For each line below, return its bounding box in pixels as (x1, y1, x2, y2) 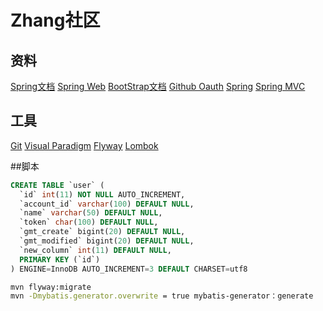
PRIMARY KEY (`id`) (19, 254, 101, 265)
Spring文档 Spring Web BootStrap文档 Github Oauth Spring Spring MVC (10, 81, 306, 92)
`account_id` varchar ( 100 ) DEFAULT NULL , (19, 199, 195, 209)
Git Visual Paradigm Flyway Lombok (10, 139, 159, 151)
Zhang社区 (10, 9, 101, 32)
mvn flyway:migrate (10, 282, 92, 292)
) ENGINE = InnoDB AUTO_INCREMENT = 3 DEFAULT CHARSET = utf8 (10, 264, 248, 274)
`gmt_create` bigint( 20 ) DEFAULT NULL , (19, 227, 186, 237)
